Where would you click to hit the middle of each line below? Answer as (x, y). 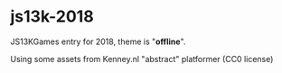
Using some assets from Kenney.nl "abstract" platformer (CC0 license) (142, 59)
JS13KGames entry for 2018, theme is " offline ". (98, 41)
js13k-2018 (52, 17)
